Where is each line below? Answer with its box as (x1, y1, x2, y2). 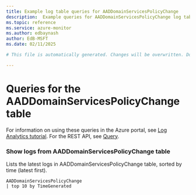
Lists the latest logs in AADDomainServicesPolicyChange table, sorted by (6, 160, 182, 167)
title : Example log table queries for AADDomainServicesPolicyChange (6, 8, 179, 15)
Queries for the (6, 82, 81, 95)
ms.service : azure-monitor (6, 25, 72, 31)
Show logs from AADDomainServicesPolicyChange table (6, 147, 170, 155)
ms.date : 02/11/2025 (6, 42, 57, 47)
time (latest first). (6, 166, 48, 173)
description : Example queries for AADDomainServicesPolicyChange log (6, 14, 181, 20)
